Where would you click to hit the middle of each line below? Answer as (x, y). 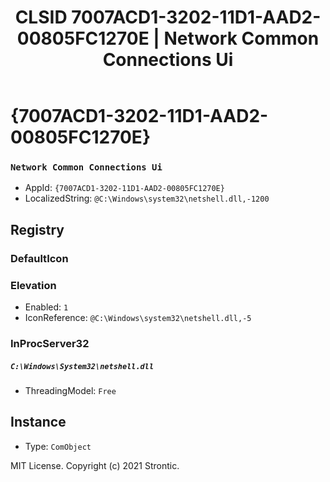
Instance (38, 422)
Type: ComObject (58, 446)
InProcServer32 (50, 344)
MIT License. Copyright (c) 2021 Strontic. (95, 465)
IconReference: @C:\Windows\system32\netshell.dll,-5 (138, 318)
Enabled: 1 (46, 307)
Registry (37, 229)
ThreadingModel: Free (70, 390)
